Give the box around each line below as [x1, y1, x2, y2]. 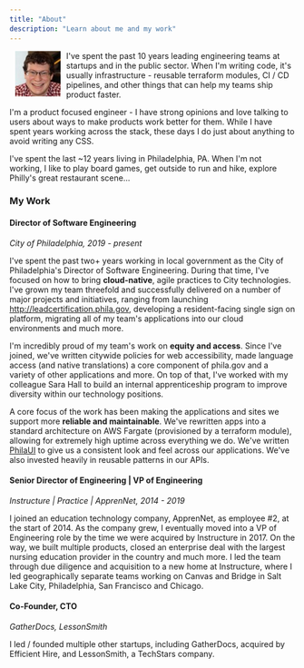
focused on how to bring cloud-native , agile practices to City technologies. [9, 274, 292, 285]
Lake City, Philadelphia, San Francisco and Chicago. [9, 580, 204, 591]
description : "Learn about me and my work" [9, 24, 177, 34]
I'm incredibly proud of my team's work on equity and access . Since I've [9, 340, 282, 351]
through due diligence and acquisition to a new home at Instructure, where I [9, 561, 293, 572]
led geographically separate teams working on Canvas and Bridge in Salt [9, 570, 281, 581]
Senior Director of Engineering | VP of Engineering [9, 475, 203, 486]
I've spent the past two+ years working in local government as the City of [9, 255, 284, 266]
